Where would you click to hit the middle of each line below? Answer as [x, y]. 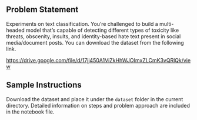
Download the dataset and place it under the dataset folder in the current [95, 99]
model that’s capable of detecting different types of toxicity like [102, 30]
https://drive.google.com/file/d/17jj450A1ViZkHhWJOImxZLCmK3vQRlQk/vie [98, 60]
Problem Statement [42, 10]
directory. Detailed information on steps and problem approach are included [98, 105]
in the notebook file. [30, 112]
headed [15, 30]
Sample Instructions [44, 85]
